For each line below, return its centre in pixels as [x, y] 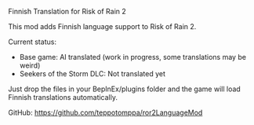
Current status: [33, 42]
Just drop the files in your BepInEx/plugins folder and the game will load [124, 89]
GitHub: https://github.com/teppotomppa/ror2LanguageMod [105, 112]
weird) [30, 65]
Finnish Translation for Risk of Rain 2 [67, 11]
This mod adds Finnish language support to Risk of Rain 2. [102, 26]
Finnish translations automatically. [63, 97]
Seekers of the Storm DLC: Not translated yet [93, 74]
